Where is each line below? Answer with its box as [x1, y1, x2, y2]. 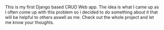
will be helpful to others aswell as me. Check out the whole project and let [5, 15, 154, 20]
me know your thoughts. [5, 19, 54, 25]
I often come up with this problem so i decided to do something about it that [5, 9, 158, 15]
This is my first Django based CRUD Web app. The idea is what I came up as [5, 4, 159, 10]
